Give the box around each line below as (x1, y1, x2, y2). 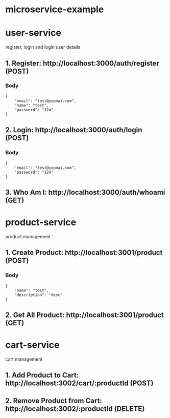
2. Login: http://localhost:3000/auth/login (5, 126, 142, 134)
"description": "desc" (14, 292, 63, 298)
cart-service (5, 339, 60, 351)
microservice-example (5, 4, 104, 15)
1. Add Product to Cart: (5, 371, 79, 380)
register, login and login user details (5, 44, 81, 50)
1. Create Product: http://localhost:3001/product (5, 248, 163, 257)
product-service (5, 217, 77, 228)
